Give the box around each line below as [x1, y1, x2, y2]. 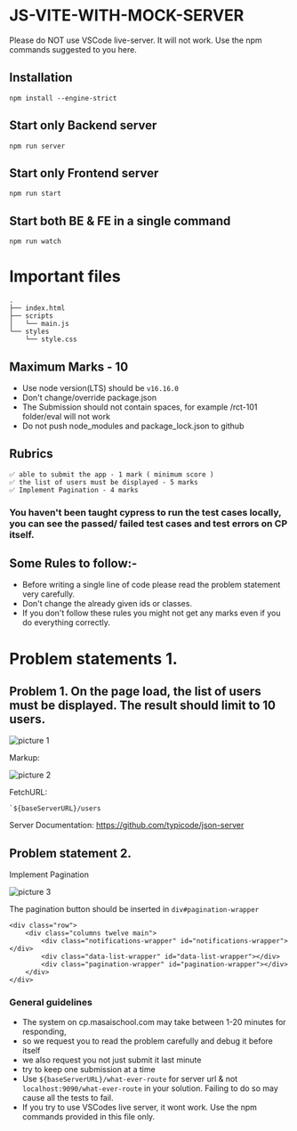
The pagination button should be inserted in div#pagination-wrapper [9, 904, 260, 915]
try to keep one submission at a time [21, 1063, 156, 1074]
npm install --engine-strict [9, 94, 117, 102]
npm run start [9, 189, 62, 199]
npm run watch [9, 237, 62, 246]
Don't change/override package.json [21, 392, 157, 403]
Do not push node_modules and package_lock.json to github [21, 420, 245, 431]
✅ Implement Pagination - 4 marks [9, 485, 139, 494]
